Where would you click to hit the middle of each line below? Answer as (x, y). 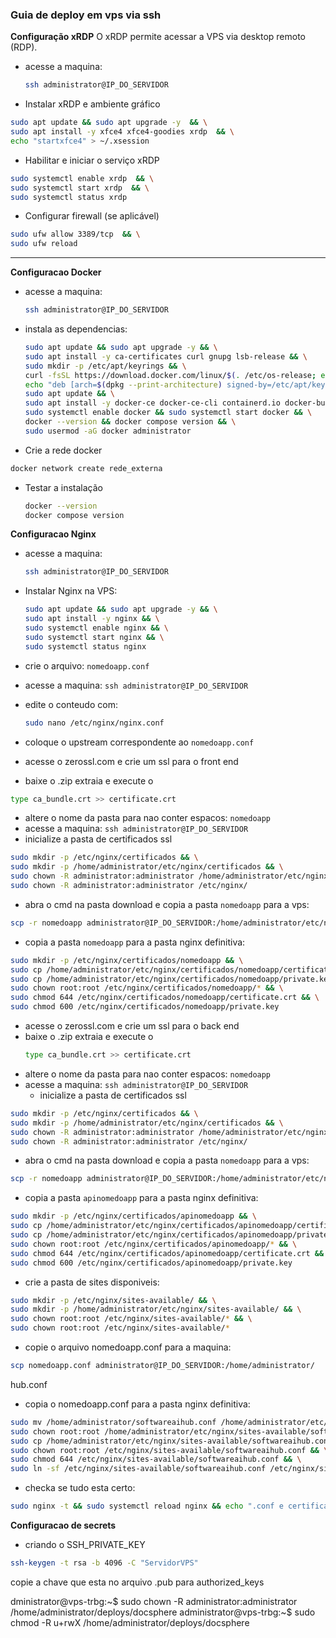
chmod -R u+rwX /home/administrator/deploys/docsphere (130, 1622)
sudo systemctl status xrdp (69, 197)
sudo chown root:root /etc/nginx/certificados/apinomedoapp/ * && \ (154, 1244)
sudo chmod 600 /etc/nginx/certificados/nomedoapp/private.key (145, 1007)
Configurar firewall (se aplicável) (92, 216)
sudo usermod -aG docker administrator (108, 431)
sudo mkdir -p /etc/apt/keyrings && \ (105, 366)
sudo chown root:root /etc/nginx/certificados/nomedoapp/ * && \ (147, 988)
